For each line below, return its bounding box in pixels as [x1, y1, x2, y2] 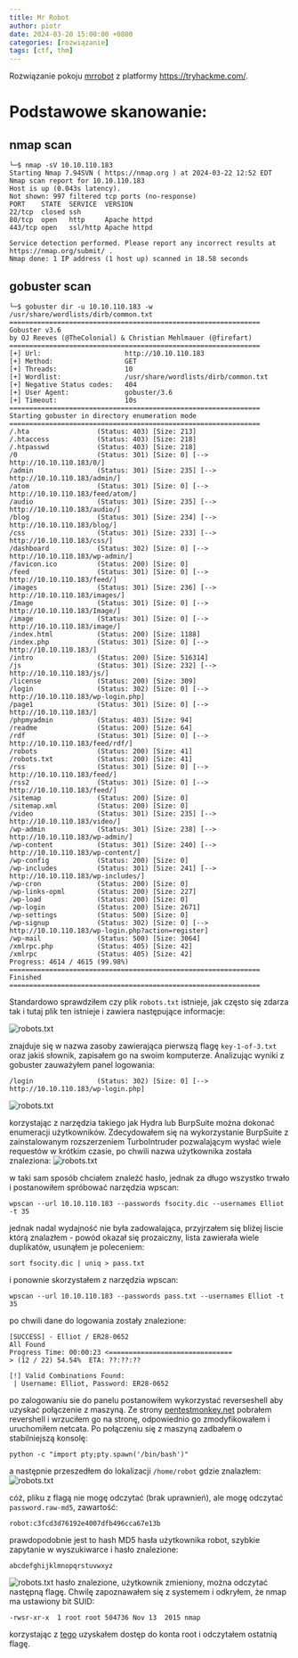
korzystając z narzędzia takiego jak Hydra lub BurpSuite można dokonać [9, 1117, 276, 1128]
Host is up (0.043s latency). [9, 185, 122, 193]
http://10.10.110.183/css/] [9, 536, 114, 545]
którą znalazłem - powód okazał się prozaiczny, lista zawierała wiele [9, 1232, 260, 1243]
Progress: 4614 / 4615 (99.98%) [9, 957, 129, 966]
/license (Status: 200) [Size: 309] [9, 677, 197, 685]
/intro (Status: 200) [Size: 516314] [9, 653, 209, 662]
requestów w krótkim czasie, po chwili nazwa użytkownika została [9, 1145, 252, 1156]
